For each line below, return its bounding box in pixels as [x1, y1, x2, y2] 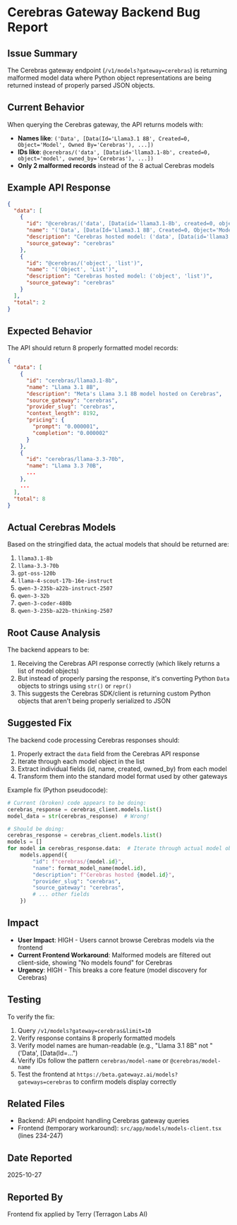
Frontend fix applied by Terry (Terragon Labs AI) [7, 1210, 148, 1219]
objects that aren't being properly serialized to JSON [17, 697, 171, 705]
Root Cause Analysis [7, 626, 101, 639]
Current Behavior [7, 102, 85, 114]
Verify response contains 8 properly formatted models [17, 1034, 176, 1042]
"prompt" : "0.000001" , [32, 423, 99, 431]
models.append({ [20, 851, 68, 859]
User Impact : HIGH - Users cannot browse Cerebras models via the [17, 936, 215, 944]
